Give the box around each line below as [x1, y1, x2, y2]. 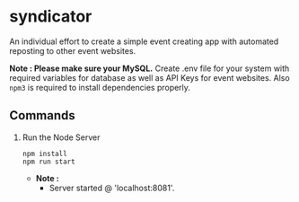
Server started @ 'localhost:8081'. [48, 182, 175, 193]
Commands [9, 108, 76, 123]
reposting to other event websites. [9, 45, 136, 56]
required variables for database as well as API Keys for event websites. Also [9, 72, 290, 83]
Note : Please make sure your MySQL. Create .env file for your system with [9, 63, 290, 74]
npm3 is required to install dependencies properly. [9, 82, 191, 92]
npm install [22, 149, 67, 158]
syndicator [9, 6, 92, 27]
